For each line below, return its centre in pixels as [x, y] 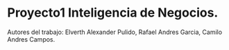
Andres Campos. [31, 39]
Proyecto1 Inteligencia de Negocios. [113, 13]
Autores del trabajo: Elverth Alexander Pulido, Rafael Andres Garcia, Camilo [115, 32]
